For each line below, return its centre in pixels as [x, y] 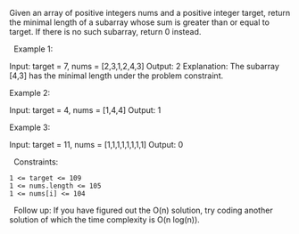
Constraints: [36, 162]
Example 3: [30, 127]
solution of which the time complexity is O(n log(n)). [105, 220]
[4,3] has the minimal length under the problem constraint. [116, 76]
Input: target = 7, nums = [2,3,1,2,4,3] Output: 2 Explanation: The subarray [144, 66]
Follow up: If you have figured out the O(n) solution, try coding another [143, 210]
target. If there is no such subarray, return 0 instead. [105, 32]
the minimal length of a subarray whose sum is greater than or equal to [140, 22]
